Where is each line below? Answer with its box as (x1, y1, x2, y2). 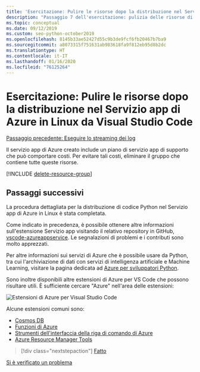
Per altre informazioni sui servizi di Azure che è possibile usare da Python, (6, 252, 189, 259)
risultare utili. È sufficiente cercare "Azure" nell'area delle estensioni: (6, 282, 174, 289)
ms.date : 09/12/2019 (6, 25, 58, 32)
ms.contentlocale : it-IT (6, 53, 68, 59)
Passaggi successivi (6, 187, 85, 198)
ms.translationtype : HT (6, 48, 65, 54)
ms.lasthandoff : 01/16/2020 (6, 58, 76, 64)
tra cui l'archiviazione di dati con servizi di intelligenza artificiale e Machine (6, 258, 190, 265)
